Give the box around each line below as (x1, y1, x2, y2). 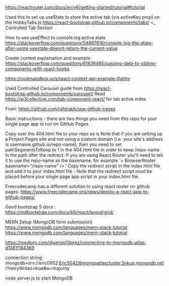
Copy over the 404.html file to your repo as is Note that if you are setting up (5, 131, 163, 137)
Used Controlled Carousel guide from (5, 85, 83, 91)
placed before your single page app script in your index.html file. (5, 174, 140, 180)
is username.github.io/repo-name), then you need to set (5, 141, 122, 147)
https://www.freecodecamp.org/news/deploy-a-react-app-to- (20, 189, 150, 195)
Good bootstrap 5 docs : (5, 204, 56, 210)
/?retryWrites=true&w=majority (5, 265, 70, 271)
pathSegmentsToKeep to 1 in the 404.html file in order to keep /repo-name (5, 147, 160, 153)
